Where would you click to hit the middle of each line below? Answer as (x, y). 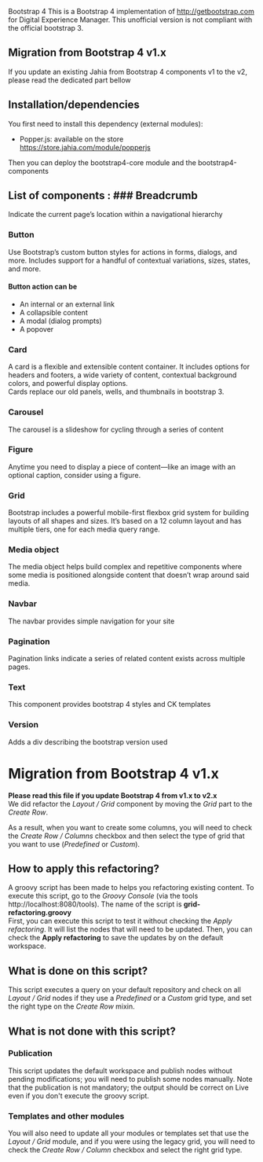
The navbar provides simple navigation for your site (91, 621)
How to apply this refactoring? (84, 868)
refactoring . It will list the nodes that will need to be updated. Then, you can (130, 929)
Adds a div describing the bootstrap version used (88, 741)
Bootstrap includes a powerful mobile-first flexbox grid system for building (129, 513)
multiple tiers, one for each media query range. (84, 529)
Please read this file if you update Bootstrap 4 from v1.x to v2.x (113, 795)
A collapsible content (53, 312)
